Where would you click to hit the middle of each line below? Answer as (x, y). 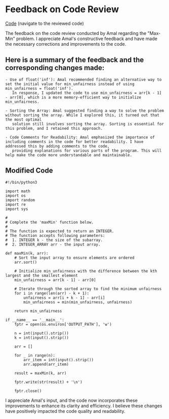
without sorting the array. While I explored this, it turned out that (82, 115)
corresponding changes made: (55, 68)
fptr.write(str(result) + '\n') (48, 382)
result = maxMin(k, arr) (40, 373)
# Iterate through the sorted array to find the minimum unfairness (88, 289)
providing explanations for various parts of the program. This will (87, 151)
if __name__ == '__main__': (35, 320)
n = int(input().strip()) (42, 333)
